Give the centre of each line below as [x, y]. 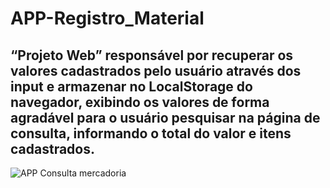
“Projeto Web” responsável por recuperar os [152, 55]
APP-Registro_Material [107, 18]
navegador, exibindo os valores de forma [140, 102]
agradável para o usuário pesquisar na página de [165, 117]
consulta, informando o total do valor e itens [151, 133]
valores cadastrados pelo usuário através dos [156, 70]
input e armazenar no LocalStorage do [131, 86]
